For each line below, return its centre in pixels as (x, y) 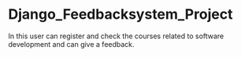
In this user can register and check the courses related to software (116, 36)
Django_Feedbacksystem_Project (120, 14)
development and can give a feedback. (72, 44)
